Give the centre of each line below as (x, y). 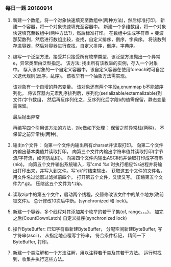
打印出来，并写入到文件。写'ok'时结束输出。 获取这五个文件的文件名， (91, 171)
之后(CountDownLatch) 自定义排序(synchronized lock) (70, 218)
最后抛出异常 (26, 117)
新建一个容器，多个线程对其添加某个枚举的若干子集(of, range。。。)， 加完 (88, 212)
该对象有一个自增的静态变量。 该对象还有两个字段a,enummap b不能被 (86, 87)
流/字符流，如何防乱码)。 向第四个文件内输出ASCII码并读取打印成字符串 (88, 158)
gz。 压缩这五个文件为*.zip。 (55, 183)
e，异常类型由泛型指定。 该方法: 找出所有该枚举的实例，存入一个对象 (85, 63)
